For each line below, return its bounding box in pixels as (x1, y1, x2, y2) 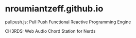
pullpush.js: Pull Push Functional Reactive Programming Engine (5, 19, 131, 25)
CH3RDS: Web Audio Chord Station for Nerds (5, 28, 96, 34)
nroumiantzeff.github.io (5, 3, 103, 14)
